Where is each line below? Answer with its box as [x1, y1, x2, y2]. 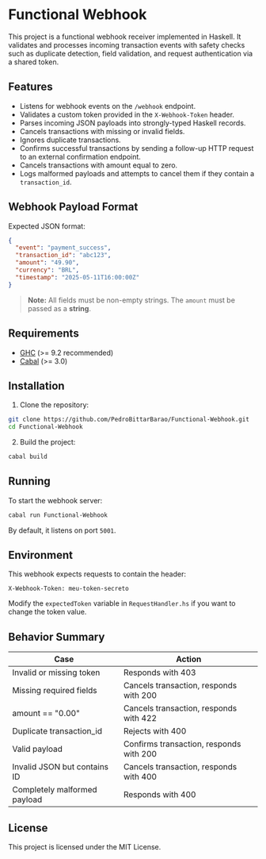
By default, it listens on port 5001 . [8, 526, 116, 535]
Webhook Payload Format [8, 200, 139, 214]
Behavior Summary [8, 630, 105, 644]
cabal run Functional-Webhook [8, 510, 108, 519]
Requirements [8, 327, 79, 341]
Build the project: [19, 437, 76, 447]
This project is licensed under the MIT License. [8, 842, 161, 852]
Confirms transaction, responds [123, 738, 241, 749]
